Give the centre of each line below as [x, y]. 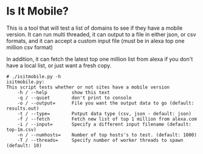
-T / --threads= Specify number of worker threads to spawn [100, 140]
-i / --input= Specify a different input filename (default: [104, 124]
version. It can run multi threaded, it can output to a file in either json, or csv [101, 34]
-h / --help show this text [64, 92]
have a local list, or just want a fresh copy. [59, 65]
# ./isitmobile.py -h [34, 76]
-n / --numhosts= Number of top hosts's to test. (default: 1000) [107, 135]
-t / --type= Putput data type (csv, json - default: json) [104, 113]
